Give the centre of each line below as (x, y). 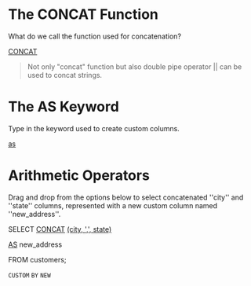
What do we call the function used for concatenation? (95, 36)
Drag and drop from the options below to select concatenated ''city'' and (126, 197)
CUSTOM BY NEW (29, 275)
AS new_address (35, 244)
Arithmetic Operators (79, 176)
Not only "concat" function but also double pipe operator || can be (135, 66)
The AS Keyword (64, 107)
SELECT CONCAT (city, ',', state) (60, 229)
